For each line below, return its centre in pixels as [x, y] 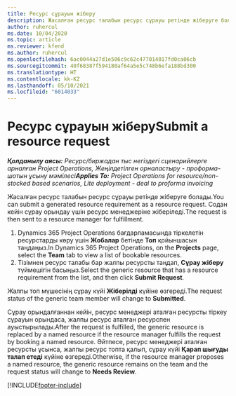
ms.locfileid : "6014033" [44, 92]
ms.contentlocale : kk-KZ [44, 79]
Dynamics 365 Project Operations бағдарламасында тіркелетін [110, 233]
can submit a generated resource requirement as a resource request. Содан [117, 205]
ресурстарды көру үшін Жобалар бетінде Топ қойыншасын [107, 240]
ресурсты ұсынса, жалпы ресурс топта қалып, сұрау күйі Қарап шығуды [118, 349]
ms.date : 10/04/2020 [38, 33]
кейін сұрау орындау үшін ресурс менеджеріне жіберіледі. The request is [117, 212]
